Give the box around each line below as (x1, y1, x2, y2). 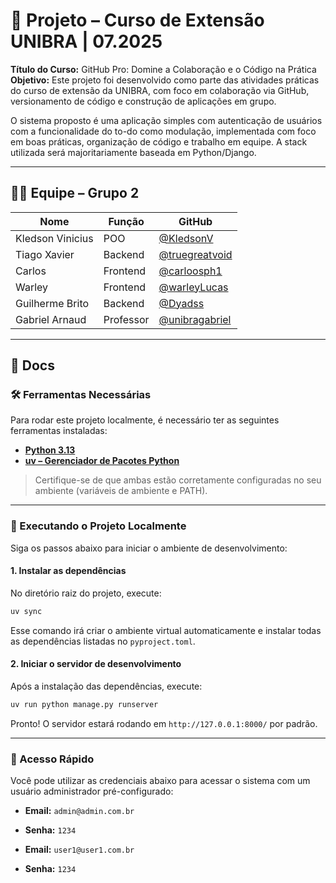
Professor (103, 312, 150, 326)
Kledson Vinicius (15, 231, 94, 245)
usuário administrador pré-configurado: (10, 785, 174, 798)
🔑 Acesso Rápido (10, 752, 95, 766)
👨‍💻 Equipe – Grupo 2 (10, 185, 140, 202)
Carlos (15, 264, 47, 278)
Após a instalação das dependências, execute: (10, 680, 203, 693)
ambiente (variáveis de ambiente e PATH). (34, 485, 208, 497)
